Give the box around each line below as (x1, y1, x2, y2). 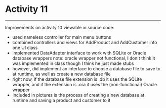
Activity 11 (5, 3, 48, 15)
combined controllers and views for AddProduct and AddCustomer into (12, 39, 157, 45)
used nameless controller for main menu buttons (12, 34, 111, 40)
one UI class (12, 45, 38, 51)
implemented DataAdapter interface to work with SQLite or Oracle (12, 50, 147, 55)
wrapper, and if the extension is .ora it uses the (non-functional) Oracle (12, 81, 157, 87)
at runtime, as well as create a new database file (12, 71, 111, 77)
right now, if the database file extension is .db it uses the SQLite (12, 76, 142, 82)
